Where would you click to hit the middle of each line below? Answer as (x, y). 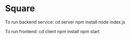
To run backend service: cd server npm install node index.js (65, 22)
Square (20, 9)
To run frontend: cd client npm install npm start (52, 31)
